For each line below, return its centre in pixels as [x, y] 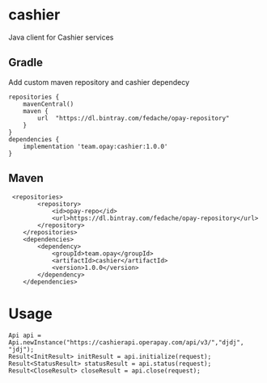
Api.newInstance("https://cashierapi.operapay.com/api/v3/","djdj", [126, 342]
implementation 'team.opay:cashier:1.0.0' [95, 146]
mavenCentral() [49, 104]
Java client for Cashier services [61, 37]
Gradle [25, 63]
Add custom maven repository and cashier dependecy [99, 82]
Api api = [25, 335]
